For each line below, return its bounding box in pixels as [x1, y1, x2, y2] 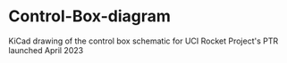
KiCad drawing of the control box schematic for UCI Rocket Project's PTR [8, 35, 279, 46]
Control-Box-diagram [8, 6, 172, 27]
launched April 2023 [8, 44, 84, 55]
